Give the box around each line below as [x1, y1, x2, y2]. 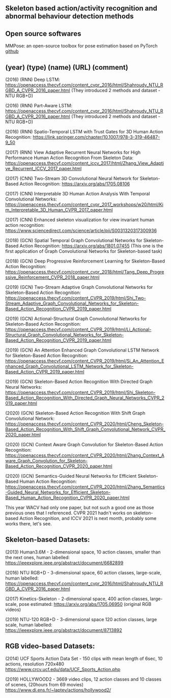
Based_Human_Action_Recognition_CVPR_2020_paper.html [5, 495, 130, 501]
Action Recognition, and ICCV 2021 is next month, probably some [19, 515, 157, 521]
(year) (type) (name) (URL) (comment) [5, 63, 128, 72]
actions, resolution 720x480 [5, 661, 65, 667]
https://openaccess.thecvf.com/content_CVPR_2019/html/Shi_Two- [5, 295, 146, 301]
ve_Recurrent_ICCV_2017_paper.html [5, 165, 82, 172]
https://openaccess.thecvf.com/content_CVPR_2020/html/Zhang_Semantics [5, 484, 165, 490]
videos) [5, 606, 21, 613]
